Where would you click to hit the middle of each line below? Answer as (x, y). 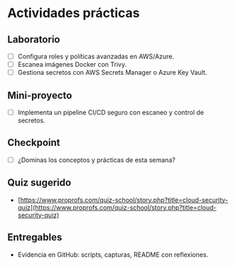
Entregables (35, 237)
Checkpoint (34, 143)
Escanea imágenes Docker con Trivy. (72, 65)
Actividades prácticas (74, 13)
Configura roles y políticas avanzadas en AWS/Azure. (96, 56)
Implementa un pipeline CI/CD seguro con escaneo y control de (111, 112)
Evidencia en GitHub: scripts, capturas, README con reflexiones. (113, 255)
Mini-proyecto (40, 95)
